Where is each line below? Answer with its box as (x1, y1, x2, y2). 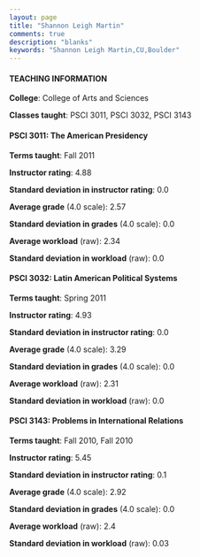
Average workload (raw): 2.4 (9, 521, 117, 531)
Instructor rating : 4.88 (9, 167, 92, 178)
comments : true (9, 29, 65, 38)
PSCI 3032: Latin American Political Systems (9, 273, 178, 284)
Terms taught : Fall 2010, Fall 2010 (9, 435, 134, 446)
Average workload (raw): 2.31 (9, 378, 119, 389)
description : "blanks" (9, 37, 93, 47)
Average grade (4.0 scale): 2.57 (9, 201, 127, 212)
